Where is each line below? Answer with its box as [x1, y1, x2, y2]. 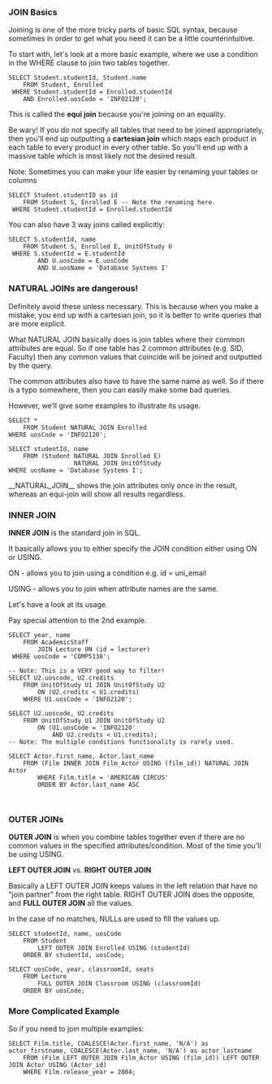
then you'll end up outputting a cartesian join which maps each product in [8, 133, 257, 144]
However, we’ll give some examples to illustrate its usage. [8, 400, 201, 410]
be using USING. [8, 850, 64, 859]
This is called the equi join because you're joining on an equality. [8, 109, 226, 120]
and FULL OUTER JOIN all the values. [8, 898, 134, 908]
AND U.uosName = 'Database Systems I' [37, 264, 169, 273]
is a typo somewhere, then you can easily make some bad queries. [8, 385, 232, 395]
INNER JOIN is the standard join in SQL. [8, 527, 141, 537]
